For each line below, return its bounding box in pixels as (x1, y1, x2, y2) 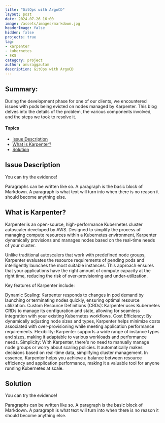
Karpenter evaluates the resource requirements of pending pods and (5, 257, 144, 263)
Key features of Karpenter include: (5, 282, 75, 288)
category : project (5, 58, 43, 63)
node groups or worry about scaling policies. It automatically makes (5, 344, 143, 350)
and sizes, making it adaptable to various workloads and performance (5, 334, 147, 340)
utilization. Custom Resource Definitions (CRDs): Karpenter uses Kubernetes (5, 302, 160, 308)
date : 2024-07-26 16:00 (5, 16, 54, 21)
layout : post (5, 12, 32, 17)
